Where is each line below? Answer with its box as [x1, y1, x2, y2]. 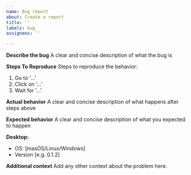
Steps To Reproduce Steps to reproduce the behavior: [6, 63, 138, 70]
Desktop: [6, 133, 29, 141]
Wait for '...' [14, 87, 42, 94]
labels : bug [6, 25, 35, 31]
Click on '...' [14, 80, 43, 88]
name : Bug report [6, 8, 49, 15]
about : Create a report [6, 14, 65, 20]
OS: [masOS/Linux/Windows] [14, 145, 86, 152]
